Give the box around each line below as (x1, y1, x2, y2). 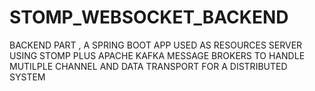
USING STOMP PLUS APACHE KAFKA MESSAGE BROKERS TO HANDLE (9, 49, 306, 61)
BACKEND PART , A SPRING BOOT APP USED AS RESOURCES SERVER (9, 39, 303, 51)
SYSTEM (9, 71, 46, 83)
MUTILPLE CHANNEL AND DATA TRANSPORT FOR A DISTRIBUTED (9, 60, 288, 72)
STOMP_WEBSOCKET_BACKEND (9, 6, 289, 29)
